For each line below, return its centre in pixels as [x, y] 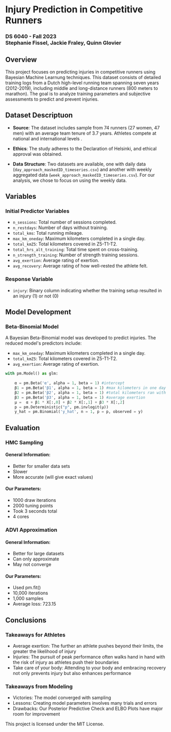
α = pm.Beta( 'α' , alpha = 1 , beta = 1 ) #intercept [70, 383]
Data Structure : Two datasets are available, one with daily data [79, 164]
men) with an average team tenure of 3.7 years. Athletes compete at [84, 133]
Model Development [38, 312]
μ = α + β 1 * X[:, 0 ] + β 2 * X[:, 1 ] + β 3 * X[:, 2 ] [70, 402]
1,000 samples [28, 598]
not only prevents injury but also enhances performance [72, 673]
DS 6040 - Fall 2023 [31, 36]
